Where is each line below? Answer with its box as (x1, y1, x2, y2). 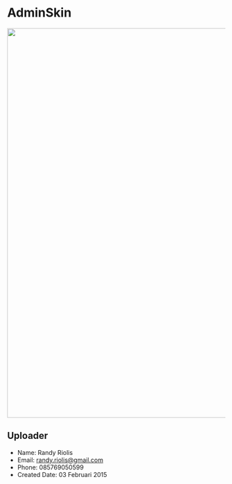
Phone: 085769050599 (17, 463, 84, 472)
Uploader (7, 430, 48, 442)
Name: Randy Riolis (17, 448, 73, 456)
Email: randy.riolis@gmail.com (17, 456, 104, 464)
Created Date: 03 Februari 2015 (17, 470, 107, 478)
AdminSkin (7, 5, 72, 21)
